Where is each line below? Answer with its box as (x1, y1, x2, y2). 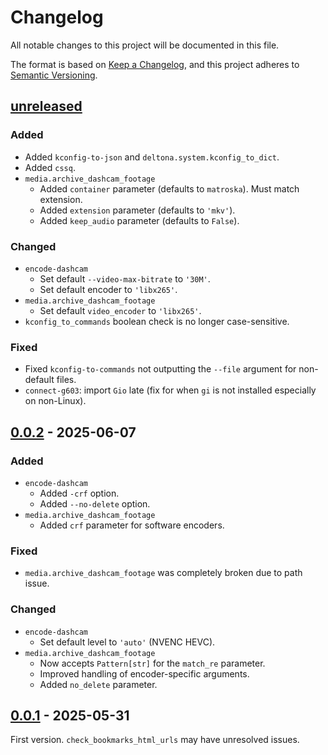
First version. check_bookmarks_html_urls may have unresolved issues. (10, 734, 300, 746)
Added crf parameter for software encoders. (39, 519, 225, 531)
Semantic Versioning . (10, 69, 98, 81)
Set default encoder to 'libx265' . (39, 283, 178, 295)
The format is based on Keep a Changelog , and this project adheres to (10, 58, 300, 70)
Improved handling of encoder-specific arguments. (39, 667, 250, 680)
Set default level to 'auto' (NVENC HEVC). (39, 636, 216, 648)
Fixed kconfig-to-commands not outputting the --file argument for (24, 363, 297, 375)
